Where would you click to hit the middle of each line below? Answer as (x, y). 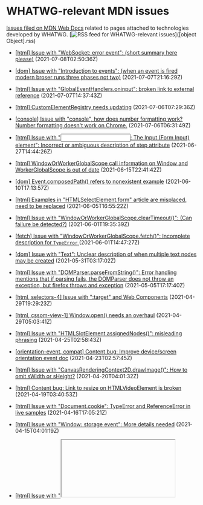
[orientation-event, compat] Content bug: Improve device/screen (96, 351)
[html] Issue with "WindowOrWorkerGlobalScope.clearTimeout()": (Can (103, 218)
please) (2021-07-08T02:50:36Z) (56, 59)
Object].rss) (21, 41)
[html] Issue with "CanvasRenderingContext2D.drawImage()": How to (101, 370)
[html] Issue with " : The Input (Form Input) (102, 137)
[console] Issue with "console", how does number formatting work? (99, 119)
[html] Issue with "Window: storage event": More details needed (95, 424)
